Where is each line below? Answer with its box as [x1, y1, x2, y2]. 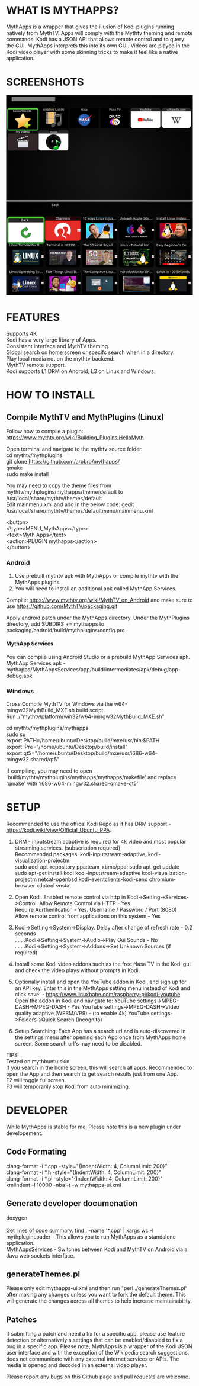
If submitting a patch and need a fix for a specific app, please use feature [6, 1330, 185, 1337]
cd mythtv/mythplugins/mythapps [6, 725, 89, 732]
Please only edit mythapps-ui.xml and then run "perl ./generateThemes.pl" [6, 1285, 188, 1292]
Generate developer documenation [6, 1198, 138, 1208]
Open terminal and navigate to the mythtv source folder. [6, 445, 143, 453]
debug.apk [6, 672, 33, 679]
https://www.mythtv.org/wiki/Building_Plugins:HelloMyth [6, 434, 144, 441]
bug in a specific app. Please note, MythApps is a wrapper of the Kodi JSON [6, 1343, 192, 1350]
